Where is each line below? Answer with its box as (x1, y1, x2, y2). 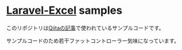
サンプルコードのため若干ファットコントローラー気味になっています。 (6, 37, 180, 44)
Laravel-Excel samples (6, 4, 122, 17)
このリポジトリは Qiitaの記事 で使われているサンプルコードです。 (6, 24, 165, 31)
